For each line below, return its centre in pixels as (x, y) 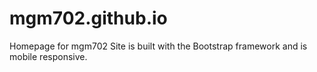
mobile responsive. (48, 56)
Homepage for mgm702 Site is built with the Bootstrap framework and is (158, 46)
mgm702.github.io (88, 18)
